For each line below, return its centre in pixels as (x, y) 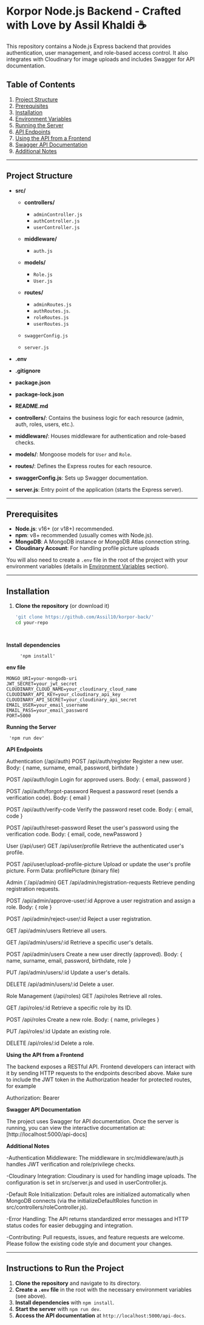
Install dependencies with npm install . (65, 1303)
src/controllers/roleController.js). (47, 1207)
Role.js (43, 275)
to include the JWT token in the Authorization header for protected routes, (99, 1079)
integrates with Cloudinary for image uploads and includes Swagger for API (100, 59)
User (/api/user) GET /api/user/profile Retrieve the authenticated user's (95, 845)
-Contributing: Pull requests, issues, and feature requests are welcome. (96, 1237)
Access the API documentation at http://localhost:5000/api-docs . (100, 1315)
